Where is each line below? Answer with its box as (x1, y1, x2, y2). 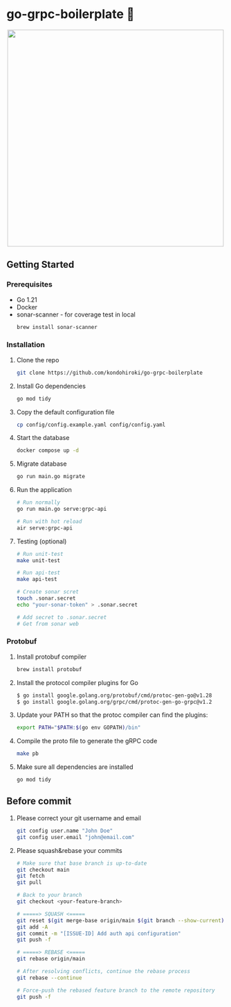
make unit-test (16, 557, 61, 564)
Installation (6, 340, 46, 350)
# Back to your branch (16, 892, 82, 899)
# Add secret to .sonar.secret (16, 613, 107, 620)
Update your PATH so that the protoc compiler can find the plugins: (16, 711, 208, 719)
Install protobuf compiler (16, 652, 87, 661)
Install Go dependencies (16, 382, 86, 390)
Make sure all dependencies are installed (16, 763, 133, 771)
